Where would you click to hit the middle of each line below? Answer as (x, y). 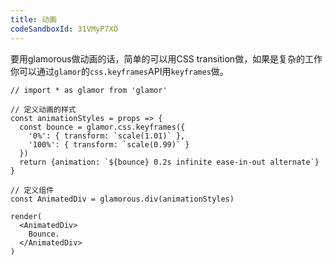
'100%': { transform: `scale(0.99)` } (109, 144)
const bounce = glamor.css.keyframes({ (102, 127)
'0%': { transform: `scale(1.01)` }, (107, 136)
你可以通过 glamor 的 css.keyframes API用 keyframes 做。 (119, 71)
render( (26, 216)
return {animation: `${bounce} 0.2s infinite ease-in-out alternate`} (169, 162)
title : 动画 (33, 19)
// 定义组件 (32, 190)
